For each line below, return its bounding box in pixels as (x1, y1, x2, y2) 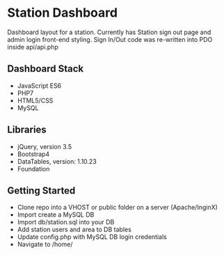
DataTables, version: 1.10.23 (17, 157, 97, 165)
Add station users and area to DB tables (17, 225, 132, 234)
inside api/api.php (7, 42, 59, 51)
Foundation (17, 164, 50, 173)
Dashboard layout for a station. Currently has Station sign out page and (7, 28, 211, 36)
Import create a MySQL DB (17, 210, 95, 219)
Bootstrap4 (17, 150, 50, 158)
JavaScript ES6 (17, 82, 62, 90)
